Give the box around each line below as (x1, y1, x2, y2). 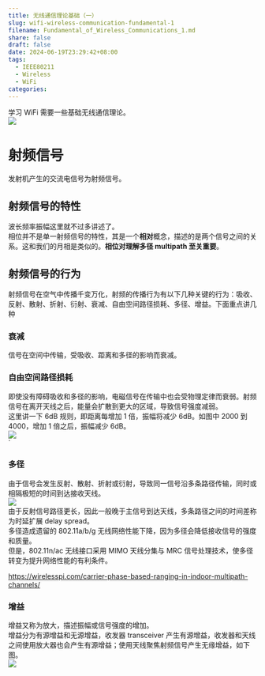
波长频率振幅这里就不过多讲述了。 (8, 222, 119, 232)
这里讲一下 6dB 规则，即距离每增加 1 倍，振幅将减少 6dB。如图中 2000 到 (8, 411, 248, 421)
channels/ (8, 580, 41, 589)
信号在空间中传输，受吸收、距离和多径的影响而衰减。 (8, 350, 181, 360)
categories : (8, 85, 47, 93)
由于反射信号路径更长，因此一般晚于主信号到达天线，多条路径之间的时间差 (8, 506, 250, 515)
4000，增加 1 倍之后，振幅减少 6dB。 (8, 421, 131, 431)
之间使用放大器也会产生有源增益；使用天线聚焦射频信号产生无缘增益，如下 (8, 640, 250, 650)
